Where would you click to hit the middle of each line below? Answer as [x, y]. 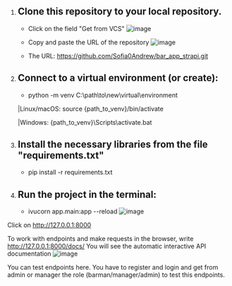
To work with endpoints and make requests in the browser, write [100, 239]
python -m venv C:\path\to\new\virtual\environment [103, 95]
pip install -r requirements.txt [70, 173]
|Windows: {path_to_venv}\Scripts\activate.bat [85, 122]
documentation [29, 254]
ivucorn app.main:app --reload [73, 211]
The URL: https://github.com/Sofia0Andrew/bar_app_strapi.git [118, 56]
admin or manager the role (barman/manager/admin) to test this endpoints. [116, 275]
